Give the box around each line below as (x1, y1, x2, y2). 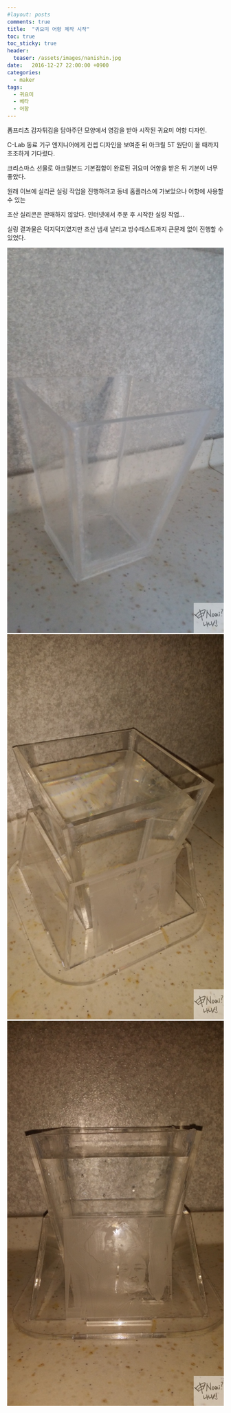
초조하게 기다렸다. (7, 149, 56, 158)
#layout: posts (7, 11, 51, 18)
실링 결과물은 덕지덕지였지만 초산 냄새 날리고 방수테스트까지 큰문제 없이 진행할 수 (7, 225, 224, 233)
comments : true (7, 18, 51, 25)
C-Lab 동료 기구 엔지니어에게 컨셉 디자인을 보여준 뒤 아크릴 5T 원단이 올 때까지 (7, 141, 219, 149)
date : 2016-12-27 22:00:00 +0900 (7, 62, 109, 69)
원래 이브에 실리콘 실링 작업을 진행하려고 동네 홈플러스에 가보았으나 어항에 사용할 (7, 187, 224, 195)
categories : (7, 69, 41, 76)
